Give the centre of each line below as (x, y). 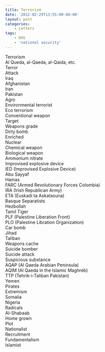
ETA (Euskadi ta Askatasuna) (35, 195)
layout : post (19, 19)
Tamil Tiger (17, 211)
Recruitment (18, 334)
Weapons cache (22, 244)
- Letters (24, 29)
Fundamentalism (22, 339)
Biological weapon (24, 153)
